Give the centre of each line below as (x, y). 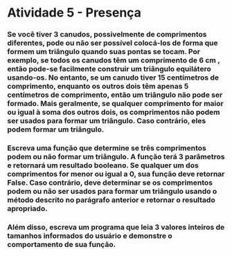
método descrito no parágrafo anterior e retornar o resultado (111, 200)
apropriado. (27, 209)
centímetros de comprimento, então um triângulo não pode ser (115, 95)
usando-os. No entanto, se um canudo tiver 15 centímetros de (113, 77)
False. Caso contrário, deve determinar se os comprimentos (110, 183)
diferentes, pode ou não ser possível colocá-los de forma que (113, 43)
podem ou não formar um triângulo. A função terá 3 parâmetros (116, 157)
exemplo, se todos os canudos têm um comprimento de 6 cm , (114, 60)
